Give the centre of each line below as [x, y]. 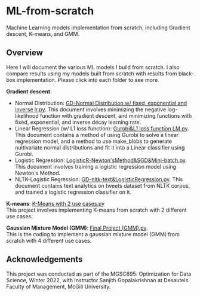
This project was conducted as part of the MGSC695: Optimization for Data [99, 274]
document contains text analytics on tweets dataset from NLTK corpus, [102, 185]
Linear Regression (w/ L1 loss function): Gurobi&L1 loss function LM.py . [102, 128]
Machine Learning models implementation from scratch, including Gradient [98, 28]
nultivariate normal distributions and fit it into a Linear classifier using [100, 147]
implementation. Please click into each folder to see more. [88, 80]
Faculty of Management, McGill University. [59, 286]
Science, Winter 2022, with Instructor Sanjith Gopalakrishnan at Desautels [97, 280]
